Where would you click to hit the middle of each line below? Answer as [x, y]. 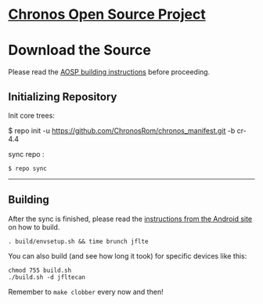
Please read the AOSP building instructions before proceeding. [109, 72]
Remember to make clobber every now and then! [86, 291]
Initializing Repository [63, 97]
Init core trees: [31, 115]
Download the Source [79, 51]
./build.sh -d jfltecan [47, 277]
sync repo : [26, 154]
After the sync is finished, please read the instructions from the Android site [130, 219]
